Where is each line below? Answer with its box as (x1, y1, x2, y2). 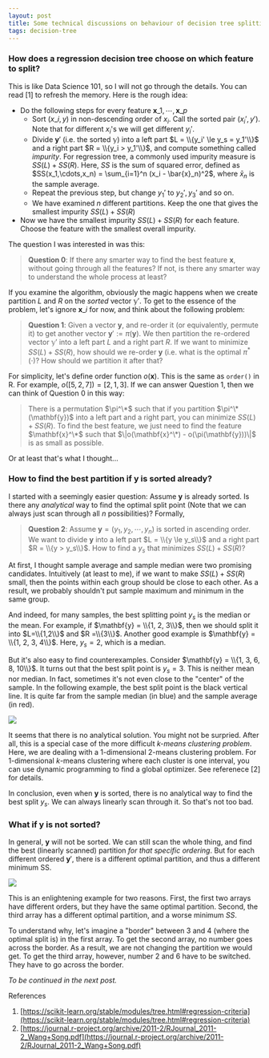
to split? (8, 63, 41, 75)
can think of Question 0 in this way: (8, 388, 125, 398)
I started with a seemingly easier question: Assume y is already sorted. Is (8, 491, 250, 501)
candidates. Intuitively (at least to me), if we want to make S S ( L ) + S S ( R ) (8, 569, 246, 578)
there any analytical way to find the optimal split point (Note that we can (8, 500, 247, 509)
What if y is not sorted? (8, 819, 101, 830)
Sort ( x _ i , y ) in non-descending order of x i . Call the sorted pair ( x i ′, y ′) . (31, 114, 261, 125)
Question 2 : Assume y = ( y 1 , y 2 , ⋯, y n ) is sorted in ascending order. (27, 524, 251, 536)
